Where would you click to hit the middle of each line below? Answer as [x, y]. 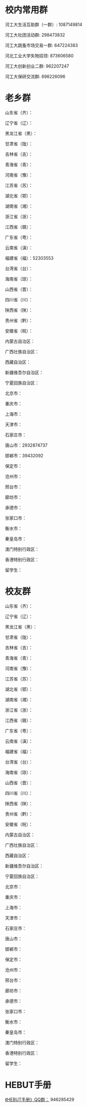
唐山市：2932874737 [26, 445]
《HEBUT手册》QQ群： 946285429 [40, 1099]
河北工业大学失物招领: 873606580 [39, 56]
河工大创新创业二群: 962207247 [37, 66]
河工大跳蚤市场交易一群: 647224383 [42, 45]
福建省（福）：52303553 [29, 258]
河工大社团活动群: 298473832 [35, 35]
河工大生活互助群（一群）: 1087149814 [44, 24]
